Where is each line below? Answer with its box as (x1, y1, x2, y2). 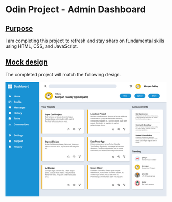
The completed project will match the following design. (5, 71, 121, 77)
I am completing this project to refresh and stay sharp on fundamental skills (5, 37, 165, 44)
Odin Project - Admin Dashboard (5, 4, 146, 15)
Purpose (5, 24, 33, 33)
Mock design (5, 58, 48, 67)
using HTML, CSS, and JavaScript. (5, 43, 78, 49)
